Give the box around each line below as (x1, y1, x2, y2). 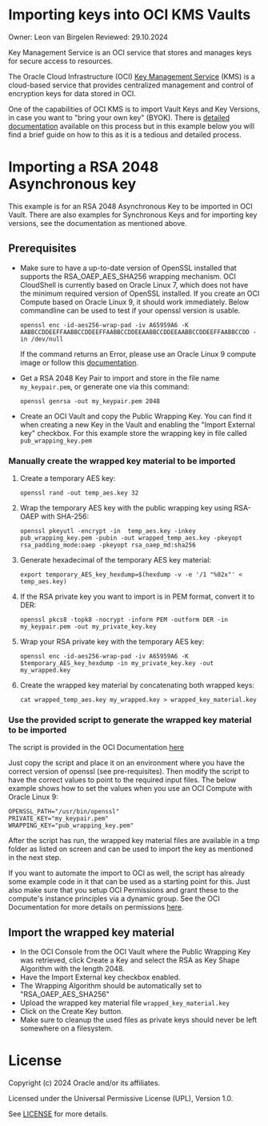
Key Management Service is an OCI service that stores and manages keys (8, 47, 252, 57)
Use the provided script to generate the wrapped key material (8, 714, 252, 725)
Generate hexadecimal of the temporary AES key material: (19, 555, 212, 564)
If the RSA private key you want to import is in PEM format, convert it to (19, 591, 255, 601)
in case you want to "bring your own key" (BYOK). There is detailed (8, 112, 230, 122)
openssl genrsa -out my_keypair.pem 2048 (19, 397, 160, 406)
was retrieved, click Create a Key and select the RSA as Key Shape (19, 955, 240, 965)
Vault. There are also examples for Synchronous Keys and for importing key (8, 210, 258, 220)
